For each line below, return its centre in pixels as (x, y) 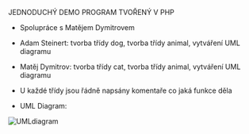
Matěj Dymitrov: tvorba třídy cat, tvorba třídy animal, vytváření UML (130, 67)
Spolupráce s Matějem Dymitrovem (77, 27)
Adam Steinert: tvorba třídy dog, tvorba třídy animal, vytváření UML (130, 43)
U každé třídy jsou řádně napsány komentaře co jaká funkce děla (126, 90)
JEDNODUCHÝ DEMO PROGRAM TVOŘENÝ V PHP (91, 12)
